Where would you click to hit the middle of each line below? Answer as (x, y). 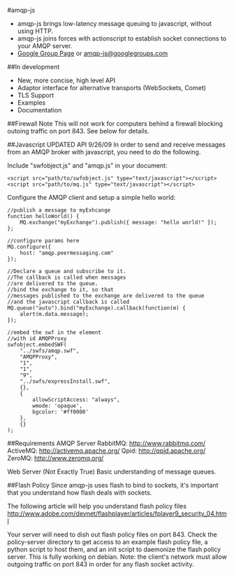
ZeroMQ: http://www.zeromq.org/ (56, 458)
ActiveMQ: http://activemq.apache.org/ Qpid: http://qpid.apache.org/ (107, 451)
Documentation (39, 110)
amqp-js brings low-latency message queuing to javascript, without (114, 23)
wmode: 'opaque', (57, 406)
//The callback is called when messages (67, 277)
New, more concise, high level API (66, 80)
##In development (34, 67)
